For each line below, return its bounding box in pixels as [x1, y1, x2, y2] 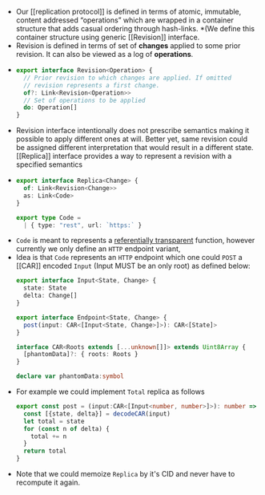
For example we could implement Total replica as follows [15, 387, 206, 396]
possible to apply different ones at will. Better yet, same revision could [15, 134, 248, 144]
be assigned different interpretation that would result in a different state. [15, 143, 254, 152]
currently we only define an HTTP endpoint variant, [15, 244, 181, 254]
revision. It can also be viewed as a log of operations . [15, 50, 194, 59]
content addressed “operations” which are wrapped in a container [15, 15, 234, 25]
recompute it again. [15, 477, 80, 487]
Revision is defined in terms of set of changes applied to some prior [15, 41, 241, 51]
